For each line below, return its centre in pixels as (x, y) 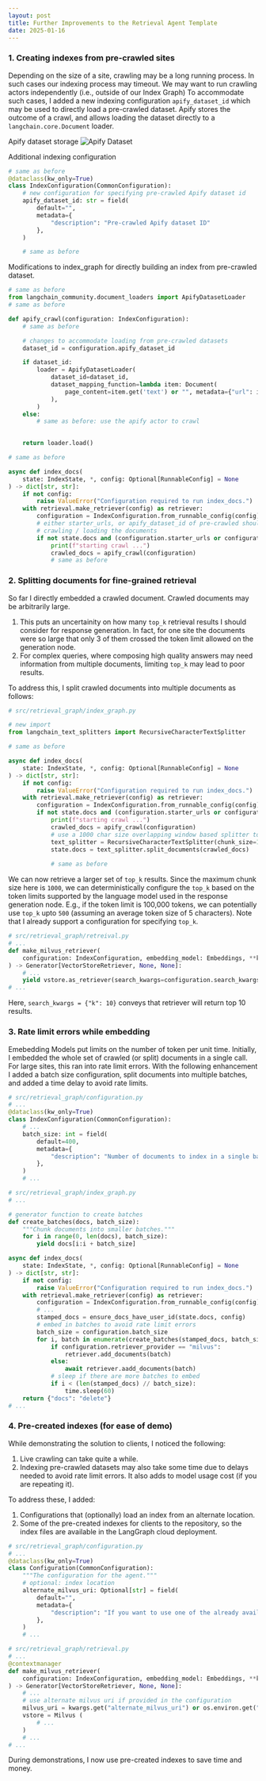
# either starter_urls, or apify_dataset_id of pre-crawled (138, 524)
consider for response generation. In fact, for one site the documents (132, 630)
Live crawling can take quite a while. (79, 1459)
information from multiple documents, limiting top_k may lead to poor (132, 664)
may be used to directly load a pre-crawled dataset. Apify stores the (120, 109)
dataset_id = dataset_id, (89, 378)
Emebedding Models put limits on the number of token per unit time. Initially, (133, 1049)
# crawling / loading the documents (97, 531)
